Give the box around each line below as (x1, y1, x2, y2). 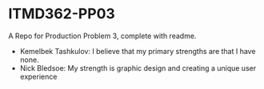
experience (19, 72, 58, 81)
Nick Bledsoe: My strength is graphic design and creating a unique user (19, 63, 257, 72)
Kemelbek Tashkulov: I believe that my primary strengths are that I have (19, 46, 256, 56)
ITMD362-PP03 (8, 5, 116, 23)
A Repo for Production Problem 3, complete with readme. (8, 31, 197, 41)
